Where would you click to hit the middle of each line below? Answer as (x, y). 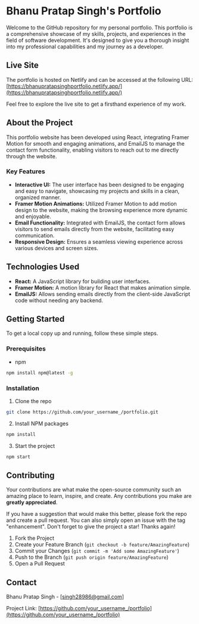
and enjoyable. (33, 216)
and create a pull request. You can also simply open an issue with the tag (96, 520)
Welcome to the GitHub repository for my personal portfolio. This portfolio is (99, 27)
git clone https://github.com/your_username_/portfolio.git (83, 412)
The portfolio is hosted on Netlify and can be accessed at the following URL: (100, 79)
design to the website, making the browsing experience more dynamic (101, 210)
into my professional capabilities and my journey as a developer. (85, 47)
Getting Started (35, 319)
